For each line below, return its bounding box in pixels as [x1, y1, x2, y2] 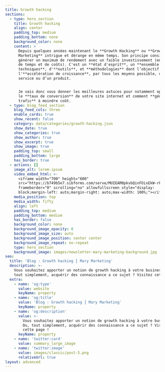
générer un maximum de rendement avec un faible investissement [18, 58, 153, 63]
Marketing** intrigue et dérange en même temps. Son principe [18, 53, 148, 58]
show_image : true [14, 144, 50, 149]
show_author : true [14, 135, 52, 140]
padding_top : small [14, 149, 54, 154]
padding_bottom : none [14, 35, 58, 40]
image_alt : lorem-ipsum [14, 167, 63, 172]
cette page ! [23, 327, 50, 333]
